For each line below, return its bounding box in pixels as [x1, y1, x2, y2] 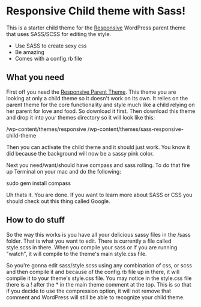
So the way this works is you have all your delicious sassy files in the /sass [6, 231, 191, 238]
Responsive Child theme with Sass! [6, 4, 186, 18]
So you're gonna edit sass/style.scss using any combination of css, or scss [6, 261, 192, 269]
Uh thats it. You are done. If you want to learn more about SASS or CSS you [6, 191, 193, 198]
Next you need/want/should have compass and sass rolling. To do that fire [6, 161, 190, 169]
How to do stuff [6, 215, 65, 225]
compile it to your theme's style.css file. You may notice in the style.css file [6, 275, 192, 282]
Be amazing [14, 48, 45, 55]
